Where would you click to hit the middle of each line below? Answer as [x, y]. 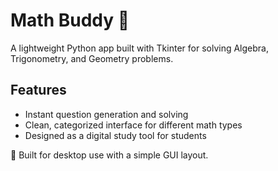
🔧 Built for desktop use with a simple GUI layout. [109, 155]
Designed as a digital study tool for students [115, 135]
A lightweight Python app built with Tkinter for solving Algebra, [139, 48]
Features [38, 90]
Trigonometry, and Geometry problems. [92, 58]
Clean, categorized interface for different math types [133, 125]
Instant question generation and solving [106, 114]
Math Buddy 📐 [70, 20]
